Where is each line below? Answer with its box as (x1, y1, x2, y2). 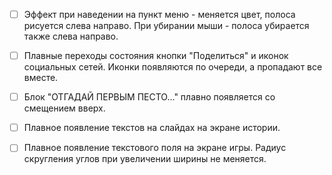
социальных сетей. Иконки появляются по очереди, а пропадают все (23, 61, 323, 73)
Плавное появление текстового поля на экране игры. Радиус (23, 142, 287, 154)
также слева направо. (23, 30, 119, 43)
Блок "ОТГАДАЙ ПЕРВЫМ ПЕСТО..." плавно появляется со (23, 91, 276, 103)
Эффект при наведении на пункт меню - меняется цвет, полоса (23, 9, 296, 20)
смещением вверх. (23, 102, 106, 114)
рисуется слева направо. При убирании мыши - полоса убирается (23, 20, 310, 32)
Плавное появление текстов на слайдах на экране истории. (23, 122, 281, 134)
